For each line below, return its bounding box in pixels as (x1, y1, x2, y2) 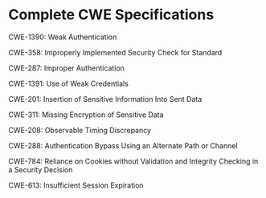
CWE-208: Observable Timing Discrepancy (8, 125, 151, 135)
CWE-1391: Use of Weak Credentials (8, 79, 129, 88)
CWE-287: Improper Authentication (8, 63, 125, 73)
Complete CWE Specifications (8, 6, 215, 24)
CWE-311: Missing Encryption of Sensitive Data (8, 110, 164, 119)
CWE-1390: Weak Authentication (8, 32, 117, 42)
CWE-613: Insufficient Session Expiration (8, 180, 144, 190)
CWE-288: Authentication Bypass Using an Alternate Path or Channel (8, 140, 239, 150)
